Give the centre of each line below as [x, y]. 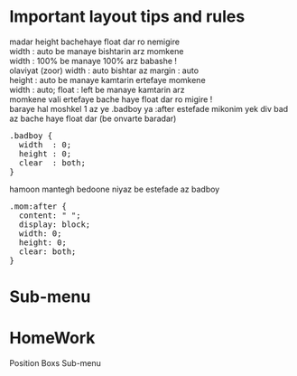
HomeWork [52, 338]
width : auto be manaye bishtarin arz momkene [97, 51]
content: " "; [50, 215]
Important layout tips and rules [127, 17]
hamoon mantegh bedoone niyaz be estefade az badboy [115, 189]
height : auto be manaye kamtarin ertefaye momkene [107, 80]
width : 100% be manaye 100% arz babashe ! [93, 61]
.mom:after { [38, 206]
